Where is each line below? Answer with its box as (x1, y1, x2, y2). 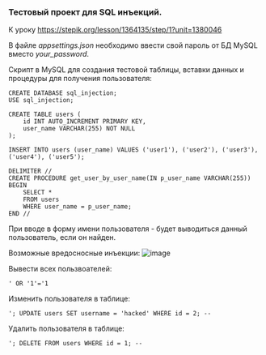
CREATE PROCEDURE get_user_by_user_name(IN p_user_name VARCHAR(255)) (8, 174, 251, 182)
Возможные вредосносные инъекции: (8, 248, 141, 258)
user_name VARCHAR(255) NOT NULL (23, 125, 136, 133)
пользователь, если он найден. (8, 233, 116, 242)
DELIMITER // (8, 167, 53, 176)
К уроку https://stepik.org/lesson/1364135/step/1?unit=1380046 (8, 25, 222, 35)
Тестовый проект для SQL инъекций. (8, 6, 163, 18)
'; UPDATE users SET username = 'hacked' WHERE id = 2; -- (8, 310, 212, 318)
